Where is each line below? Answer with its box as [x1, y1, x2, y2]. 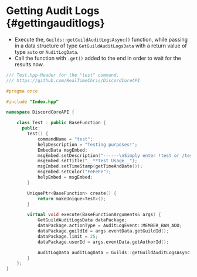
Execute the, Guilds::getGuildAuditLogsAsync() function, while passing [14, 36, 188, 43]
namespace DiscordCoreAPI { [6, 110, 75, 115]
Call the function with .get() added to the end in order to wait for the [14, 54, 182, 61]
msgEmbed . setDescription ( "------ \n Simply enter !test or [37, 152, 180, 159]
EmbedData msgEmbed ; [37, 147, 88, 153]
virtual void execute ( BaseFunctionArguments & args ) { [27, 212, 161, 218]
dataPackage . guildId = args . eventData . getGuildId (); [37, 228, 169, 234]
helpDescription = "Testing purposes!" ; [37, 142, 138, 148]
